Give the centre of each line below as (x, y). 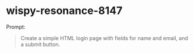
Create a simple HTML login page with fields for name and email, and (104, 38)
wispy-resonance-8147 (64, 11)
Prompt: (16, 27)
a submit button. (40, 44)
